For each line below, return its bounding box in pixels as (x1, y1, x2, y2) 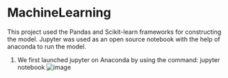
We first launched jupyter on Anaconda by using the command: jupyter (17, 55, 220, 64)
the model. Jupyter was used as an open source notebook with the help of (7, 35, 220, 43)
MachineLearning (7, 5, 111, 21)
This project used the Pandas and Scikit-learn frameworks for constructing (7, 28, 222, 36)
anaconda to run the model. (7, 42, 87, 50)
